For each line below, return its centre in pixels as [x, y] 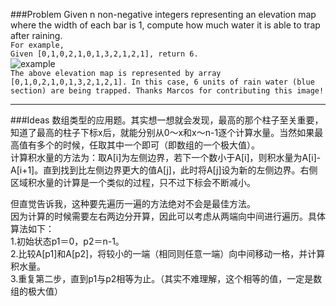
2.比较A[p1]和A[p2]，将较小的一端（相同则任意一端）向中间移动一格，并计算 [168, 253]
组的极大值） [36, 291]
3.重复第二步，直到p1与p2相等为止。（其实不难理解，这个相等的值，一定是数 [166, 278]
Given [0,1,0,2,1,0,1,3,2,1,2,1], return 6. [104, 54]
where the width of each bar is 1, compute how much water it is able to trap [165, 25]
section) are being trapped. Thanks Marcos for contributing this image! [167, 91]
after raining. [36, 35]
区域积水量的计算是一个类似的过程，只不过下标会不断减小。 [133, 182]
